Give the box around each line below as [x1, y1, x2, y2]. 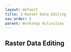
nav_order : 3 [5, 16, 32, 21]
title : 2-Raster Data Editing [5, 12, 67, 17]
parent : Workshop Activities [5, 21, 64, 26]
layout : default [5, 7, 38, 12]
